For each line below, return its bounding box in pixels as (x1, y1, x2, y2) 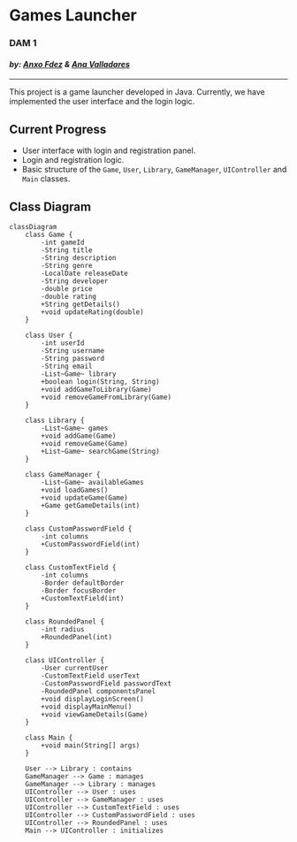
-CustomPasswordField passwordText (41, 678, 172, 688)
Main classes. (21, 173, 71, 184)
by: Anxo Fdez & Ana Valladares (9, 58, 131, 69)
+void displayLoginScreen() (41, 694, 144, 703)
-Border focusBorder (41, 586, 117, 595)
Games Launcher (9, 5, 137, 26)
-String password (41, 354, 104, 363)
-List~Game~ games (41, 424, 109, 432)
